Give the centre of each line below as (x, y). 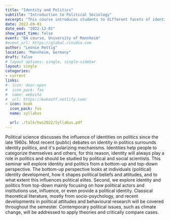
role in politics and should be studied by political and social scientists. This (83, 158)
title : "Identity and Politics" (39, 10)
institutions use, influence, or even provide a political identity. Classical (79, 191)
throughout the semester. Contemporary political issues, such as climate (81, 207)
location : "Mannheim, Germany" (38, 52)
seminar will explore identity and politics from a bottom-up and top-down (81, 164)
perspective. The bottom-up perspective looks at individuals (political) (78, 169)
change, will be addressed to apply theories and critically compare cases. (82, 212)
